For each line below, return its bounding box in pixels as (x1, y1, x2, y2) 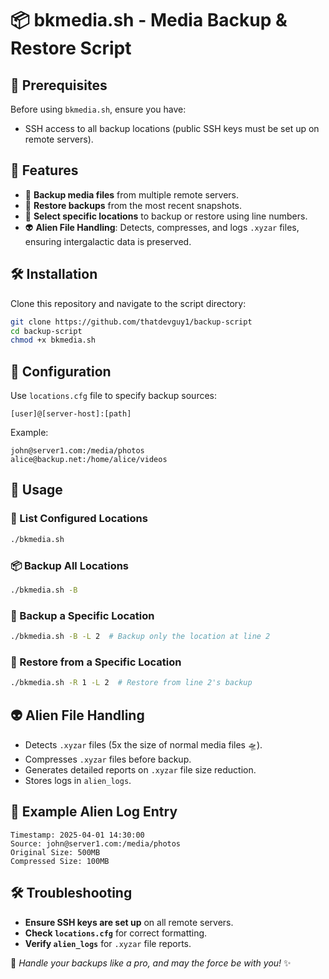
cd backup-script (10, 326, 83, 336)
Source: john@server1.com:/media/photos (10, 838, 182, 849)
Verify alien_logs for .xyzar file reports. (24, 937, 192, 949)
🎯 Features (10, 162, 79, 179)
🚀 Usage (10, 482, 63, 499)
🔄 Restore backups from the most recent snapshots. (24, 199, 242, 211)
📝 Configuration (10, 363, 112, 380)
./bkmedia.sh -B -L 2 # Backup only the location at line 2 (10, 632, 271, 642)
